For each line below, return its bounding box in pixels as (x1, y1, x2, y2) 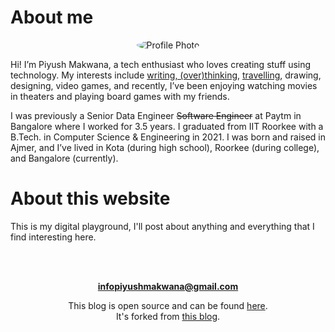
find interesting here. (10, 231, 97, 243)
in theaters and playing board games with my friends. (10, 90, 230, 102)
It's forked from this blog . (115, 310, 221, 322)
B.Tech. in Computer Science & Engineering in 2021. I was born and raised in (10, 131, 326, 143)
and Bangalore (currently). (10, 152, 119, 164)
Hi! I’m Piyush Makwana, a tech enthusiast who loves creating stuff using (10, 58, 312, 70)
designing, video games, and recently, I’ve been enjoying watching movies (10, 79, 318, 91)
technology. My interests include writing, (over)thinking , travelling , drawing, (10, 69, 322, 81)
